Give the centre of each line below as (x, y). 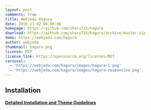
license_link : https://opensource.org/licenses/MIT (60, 56)
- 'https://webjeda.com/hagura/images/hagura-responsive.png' (75, 70)
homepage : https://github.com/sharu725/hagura (54, 28)
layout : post (19, 10)
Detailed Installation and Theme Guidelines (51, 102)
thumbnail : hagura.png (29, 47)
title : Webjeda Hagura (29, 19)
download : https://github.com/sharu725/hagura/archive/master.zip (75, 33)
